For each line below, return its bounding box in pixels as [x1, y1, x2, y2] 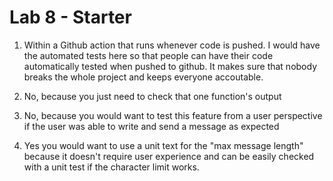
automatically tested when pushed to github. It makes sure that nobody [23, 60, 318, 72]
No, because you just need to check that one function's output [23, 90, 282, 102]
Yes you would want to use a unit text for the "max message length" [23, 139, 304, 151]
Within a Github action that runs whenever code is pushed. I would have [23, 39, 321, 51]
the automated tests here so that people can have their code [23, 49, 274, 61]
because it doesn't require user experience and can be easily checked [23, 150, 315, 162]
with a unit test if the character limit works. [23, 161, 200, 173]
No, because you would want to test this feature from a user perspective [23, 109, 323, 121]
